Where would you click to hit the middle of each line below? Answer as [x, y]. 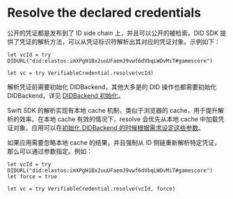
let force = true [32, 176]
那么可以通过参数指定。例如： [50, 151]
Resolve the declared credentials [104, 13]
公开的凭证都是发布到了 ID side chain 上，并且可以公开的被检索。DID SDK [113, 33]
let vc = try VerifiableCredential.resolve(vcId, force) [91, 189]
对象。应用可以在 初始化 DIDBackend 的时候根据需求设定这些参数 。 [109, 127]
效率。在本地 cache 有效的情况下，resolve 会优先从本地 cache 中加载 [119, 119]
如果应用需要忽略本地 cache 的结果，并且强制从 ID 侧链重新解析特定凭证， [114, 142]
